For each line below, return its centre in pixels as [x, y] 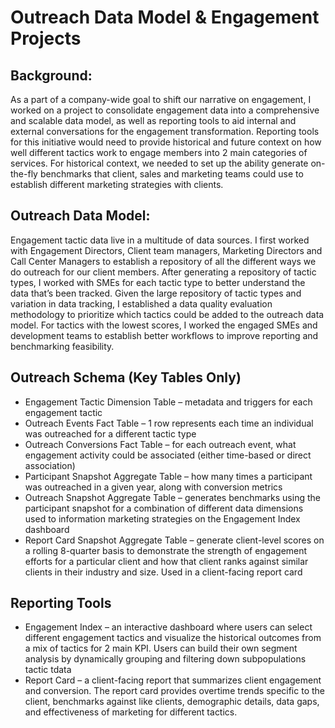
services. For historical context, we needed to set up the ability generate [159, 163]
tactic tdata [48, 670]
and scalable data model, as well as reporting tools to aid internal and [153, 120]
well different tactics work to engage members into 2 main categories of [159, 152]
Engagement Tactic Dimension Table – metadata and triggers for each [168, 402]
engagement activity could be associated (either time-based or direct [168, 455]
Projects [46, 38]
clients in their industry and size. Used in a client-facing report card [163, 572]
